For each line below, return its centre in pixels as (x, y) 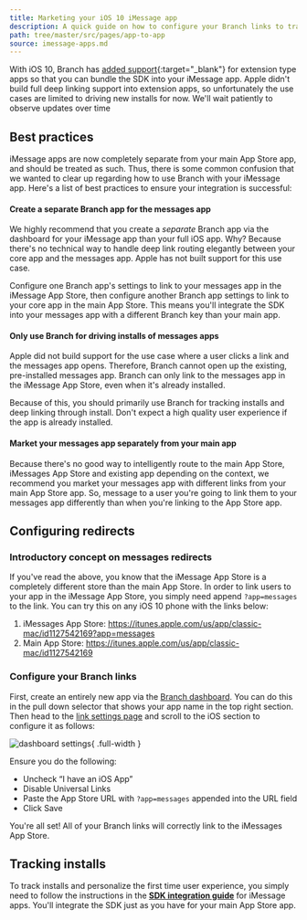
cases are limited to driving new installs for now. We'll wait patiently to (141, 99)
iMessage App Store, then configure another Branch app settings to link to (149, 296)
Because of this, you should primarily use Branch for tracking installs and (147, 403)
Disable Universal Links (67, 788)
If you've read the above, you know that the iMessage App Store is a (138, 577)
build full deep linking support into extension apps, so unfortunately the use (152, 89)
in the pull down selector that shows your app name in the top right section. (152, 706)
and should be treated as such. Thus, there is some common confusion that (152, 169)
